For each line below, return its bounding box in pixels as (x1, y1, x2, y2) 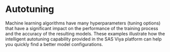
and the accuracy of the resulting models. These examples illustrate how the (5, 30, 165, 36)
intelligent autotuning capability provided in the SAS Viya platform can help (5, 36, 162, 42)
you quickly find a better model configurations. (5, 41, 103, 47)
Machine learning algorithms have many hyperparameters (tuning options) (5, 20, 161, 26)
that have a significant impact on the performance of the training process (5, 25, 158, 31)
